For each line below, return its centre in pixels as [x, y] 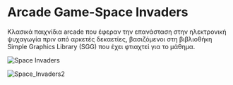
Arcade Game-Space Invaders [98, 12]
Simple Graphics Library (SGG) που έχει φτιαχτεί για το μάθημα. [101, 46]
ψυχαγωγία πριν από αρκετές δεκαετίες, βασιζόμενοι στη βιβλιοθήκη [110, 39]
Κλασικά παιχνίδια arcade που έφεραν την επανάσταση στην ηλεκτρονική [117, 32]
